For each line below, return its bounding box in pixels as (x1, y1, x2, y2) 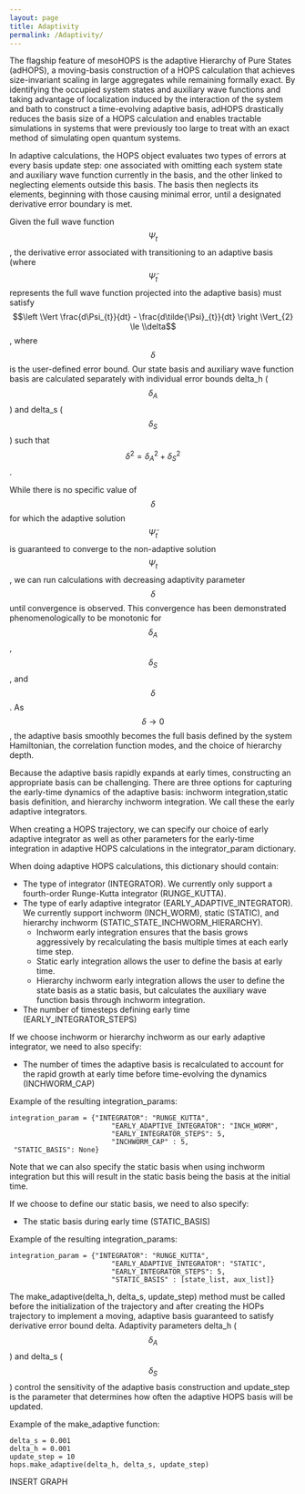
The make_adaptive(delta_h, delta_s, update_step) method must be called (9, 1291, 286, 1303)
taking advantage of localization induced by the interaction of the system (9, 94, 284, 105)
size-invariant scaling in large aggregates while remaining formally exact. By (9, 75, 296, 86)
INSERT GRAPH (9, 1476, 68, 1487)
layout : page (9, 13, 59, 23)
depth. (9, 750, 35, 761)
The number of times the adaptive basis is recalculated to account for (22, 1059, 284, 1070)
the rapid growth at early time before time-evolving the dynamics (22, 1069, 267, 1080)
